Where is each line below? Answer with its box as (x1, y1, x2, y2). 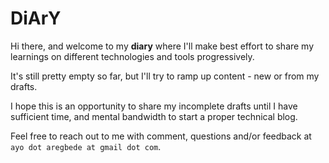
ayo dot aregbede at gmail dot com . (10, 140, 162, 152)
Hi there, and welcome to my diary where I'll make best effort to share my (10, 40, 315, 52)
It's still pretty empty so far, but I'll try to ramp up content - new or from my (10, 70, 320, 82)
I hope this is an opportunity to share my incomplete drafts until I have (10, 100, 298, 112)
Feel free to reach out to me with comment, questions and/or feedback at (10, 130, 312, 142)
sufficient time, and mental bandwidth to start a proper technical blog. (10, 110, 298, 122)
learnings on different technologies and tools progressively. (10, 50, 255, 62)
